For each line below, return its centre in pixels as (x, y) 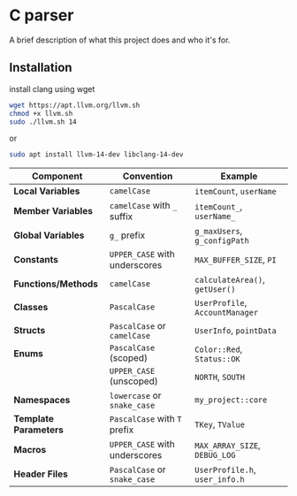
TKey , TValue (220, 424)
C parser (42, 15)
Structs (30, 331)
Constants (36, 260)
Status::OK (217, 359)
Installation (41, 68)
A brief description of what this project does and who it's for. (120, 40)
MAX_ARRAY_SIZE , (227, 446)
